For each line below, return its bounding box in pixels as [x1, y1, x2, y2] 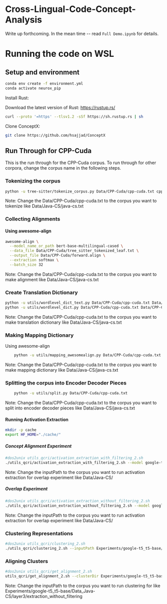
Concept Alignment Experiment [5, 443, 72, 449]
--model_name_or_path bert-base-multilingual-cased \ [9, 243, 123, 249]
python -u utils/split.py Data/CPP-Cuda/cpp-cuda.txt [14, 391, 128, 396]
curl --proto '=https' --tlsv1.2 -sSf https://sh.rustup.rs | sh [5, 114, 143, 119]
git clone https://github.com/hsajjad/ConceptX [5, 133, 106, 138]
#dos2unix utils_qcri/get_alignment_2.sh [5, 569, 92, 574]
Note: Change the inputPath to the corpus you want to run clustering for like [5, 583, 161, 589]
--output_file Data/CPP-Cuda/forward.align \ [9, 253, 106, 258]
